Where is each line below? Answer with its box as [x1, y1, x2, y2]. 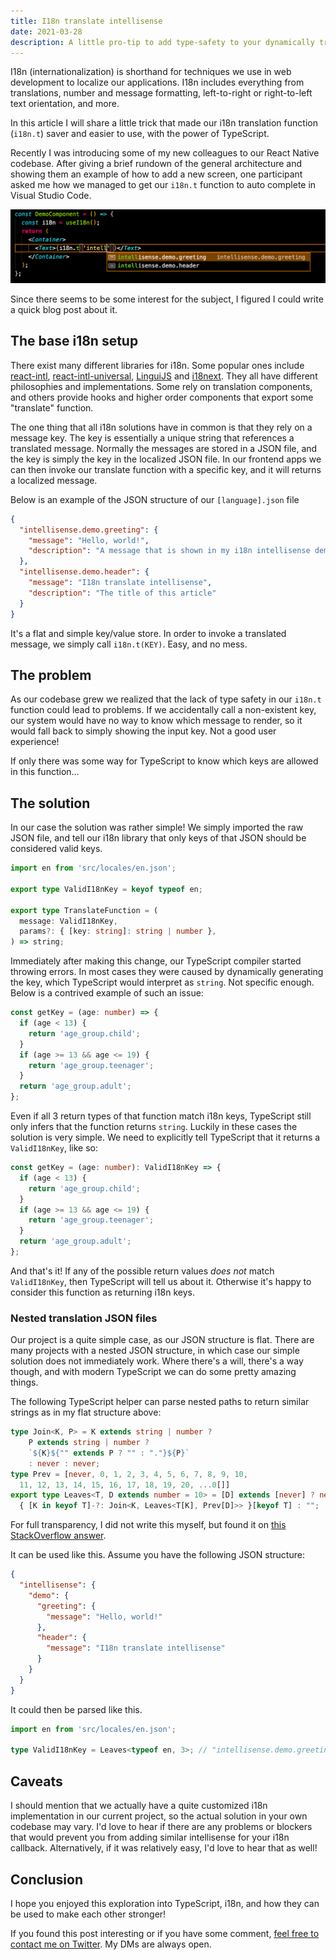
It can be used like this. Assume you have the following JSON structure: [10, 1549, 305, 1561]
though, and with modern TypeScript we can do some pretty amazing [10, 1366, 297, 1378]
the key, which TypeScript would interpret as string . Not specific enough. [10, 976, 315, 989]
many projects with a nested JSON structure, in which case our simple [10, 1345, 300, 1357]
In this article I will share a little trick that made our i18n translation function [10, 117, 318, 129]
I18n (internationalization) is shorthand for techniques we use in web [10, 66, 292, 78]
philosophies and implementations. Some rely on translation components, [10, 380, 313, 392]
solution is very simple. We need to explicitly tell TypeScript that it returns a [10, 1131, 321, 1144]
